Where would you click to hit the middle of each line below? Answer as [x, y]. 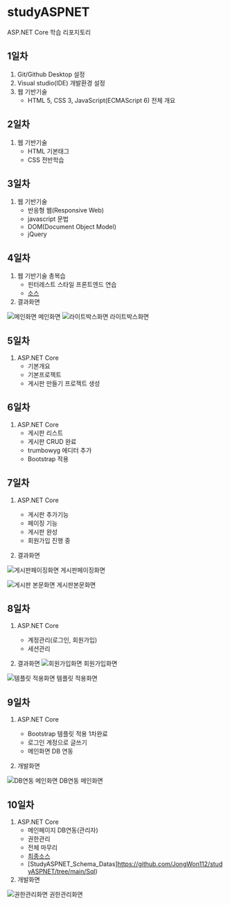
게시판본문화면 [76, 585]
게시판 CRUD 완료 [52, 441]
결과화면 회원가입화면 [67, 663]
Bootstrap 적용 [48, 458]
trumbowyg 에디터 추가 [60, 450]
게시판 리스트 [45, 433]
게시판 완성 [42, 531]
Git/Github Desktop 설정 [51, 74]
